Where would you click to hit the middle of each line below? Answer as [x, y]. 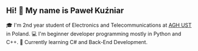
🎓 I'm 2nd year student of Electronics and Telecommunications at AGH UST [99, 25]
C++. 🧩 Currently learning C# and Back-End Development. [77, 42]
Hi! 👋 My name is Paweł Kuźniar [65, 11]
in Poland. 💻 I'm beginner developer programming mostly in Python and [94, 34]
